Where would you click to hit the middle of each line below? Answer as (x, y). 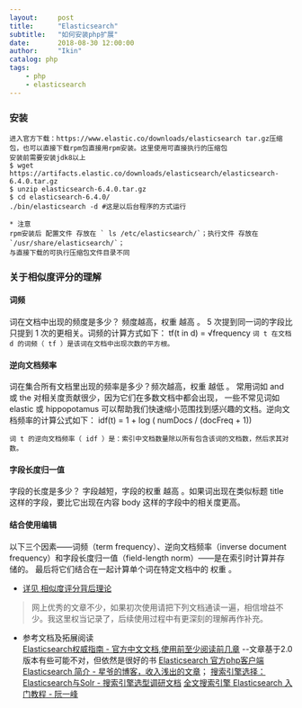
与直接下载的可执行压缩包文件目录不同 (70, 253)
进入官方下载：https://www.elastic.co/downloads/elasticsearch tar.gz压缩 (146, 139)
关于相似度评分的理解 (55, 277)
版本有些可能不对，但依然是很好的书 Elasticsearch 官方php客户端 (143, 660)
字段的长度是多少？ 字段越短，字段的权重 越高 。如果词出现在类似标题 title (147, 491)
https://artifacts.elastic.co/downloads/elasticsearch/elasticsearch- (144, 173)
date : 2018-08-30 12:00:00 (72, 43)
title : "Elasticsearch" (64, 26)
